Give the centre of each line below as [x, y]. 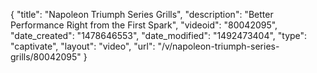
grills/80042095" [46, 57]
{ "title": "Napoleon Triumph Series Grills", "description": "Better [142, 14]
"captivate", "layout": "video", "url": [83, 46]
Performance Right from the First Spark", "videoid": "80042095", [144, 25]
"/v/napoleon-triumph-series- [218, 46]
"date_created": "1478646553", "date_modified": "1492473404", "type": [159, 35]
